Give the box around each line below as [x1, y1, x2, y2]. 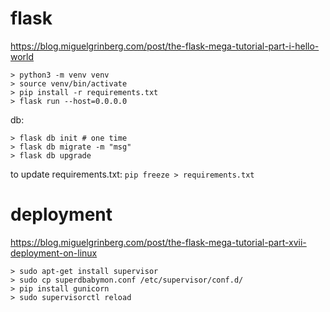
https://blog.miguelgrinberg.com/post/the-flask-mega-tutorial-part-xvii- [10, 236, 307, 248]
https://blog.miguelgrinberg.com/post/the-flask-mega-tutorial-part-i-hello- [10, 40, 320, 52]
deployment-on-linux [10, 247, 98, 259]
